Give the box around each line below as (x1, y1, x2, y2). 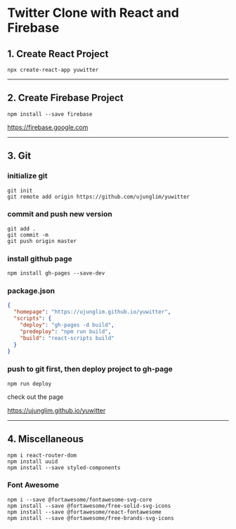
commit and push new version (7, 209, 112, 219)
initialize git (7, 171, 48, 181)
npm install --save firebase (7, 110, 93, 117)
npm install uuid (7, 458, 58, 465)
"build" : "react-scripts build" (20, 334, 114, 341)
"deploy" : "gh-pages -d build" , (20, 322, 114, 329)
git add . (7, 225, 37, 233)
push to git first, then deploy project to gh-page (7, 364, 173, 374)
